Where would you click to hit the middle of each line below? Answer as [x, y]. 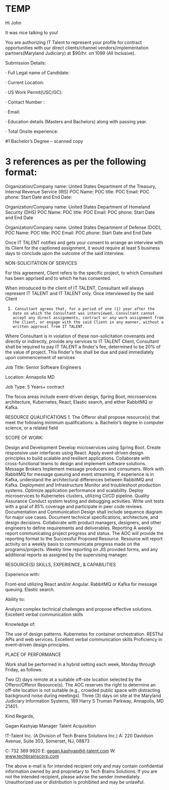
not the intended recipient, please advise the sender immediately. [73, 776]
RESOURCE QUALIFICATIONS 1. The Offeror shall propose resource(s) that [82, 417]
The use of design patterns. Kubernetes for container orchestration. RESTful [84, 634]
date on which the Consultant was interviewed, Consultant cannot [83, 313]
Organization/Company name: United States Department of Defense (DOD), [83, 227]
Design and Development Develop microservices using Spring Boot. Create [83, 447]
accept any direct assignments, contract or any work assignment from [88, 318]
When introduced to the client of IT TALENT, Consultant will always [75, 288]
